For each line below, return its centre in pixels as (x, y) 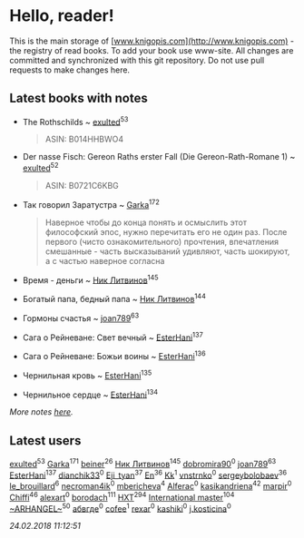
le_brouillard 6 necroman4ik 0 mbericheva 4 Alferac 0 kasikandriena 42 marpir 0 (151, 485)
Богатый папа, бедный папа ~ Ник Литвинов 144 (114, 298)
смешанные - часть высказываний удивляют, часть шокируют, (167, 251)
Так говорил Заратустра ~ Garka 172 (91, 204)
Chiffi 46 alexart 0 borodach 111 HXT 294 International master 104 (122, 497)
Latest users (45, 440)
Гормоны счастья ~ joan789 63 (81, 317)
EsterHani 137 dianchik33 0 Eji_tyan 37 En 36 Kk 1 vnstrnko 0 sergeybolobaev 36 (148, 474)
